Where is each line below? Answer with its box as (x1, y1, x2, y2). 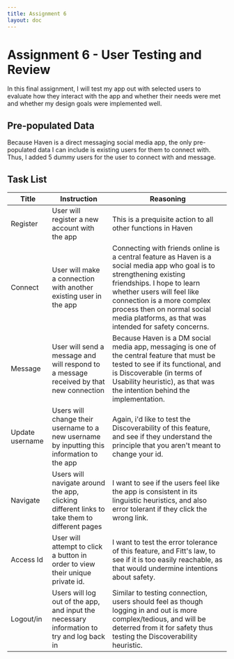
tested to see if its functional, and (112, 360, 221, 369)
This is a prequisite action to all (112, 214, 214, 224)
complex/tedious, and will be (112, 614, 206, 624)
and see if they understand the (112, 432, 212, 442)
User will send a (52, 342, 104, 352)
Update (10, 427, 35, 437)
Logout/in (10, 614, 42, 624)
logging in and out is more (112, 605, 197, 615)
